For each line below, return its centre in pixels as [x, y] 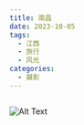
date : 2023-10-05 [42, 26]
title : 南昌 [31, 18]
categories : [32, 69]
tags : [20, 35]
